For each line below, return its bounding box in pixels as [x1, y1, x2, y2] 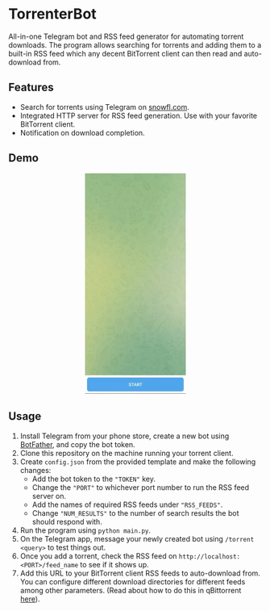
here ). [19, 594, 40, 604]
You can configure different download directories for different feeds [19, 576, 246, 586]
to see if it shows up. [80, 559, 149, 569]
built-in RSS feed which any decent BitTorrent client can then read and [8, 48, 243, 58]
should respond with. [31, 517, 102, 526]
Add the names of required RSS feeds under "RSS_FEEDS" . [31, 500, 223, 509]
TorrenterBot [8, 5, 97, 23]
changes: [19, 465, 52, 475]
